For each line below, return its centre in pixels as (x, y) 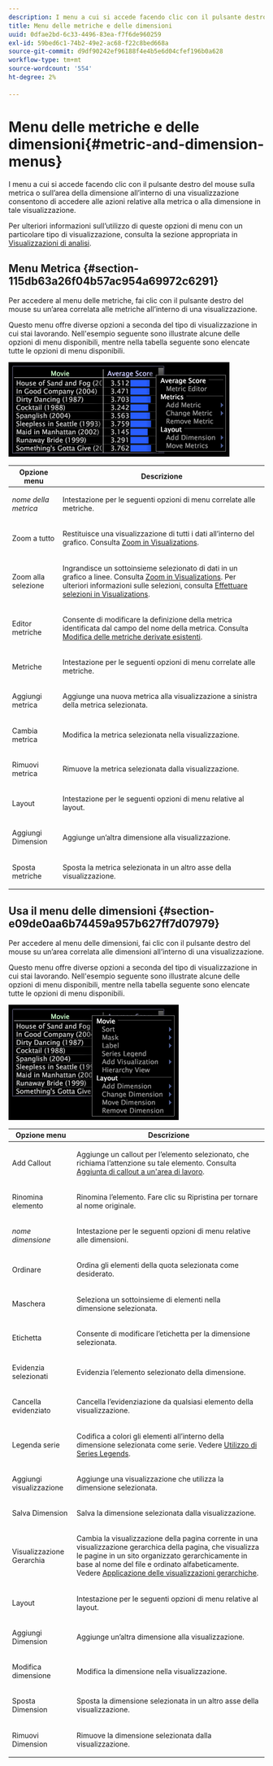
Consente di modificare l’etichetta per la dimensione (163, 1334)
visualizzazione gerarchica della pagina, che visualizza (168, 1547)
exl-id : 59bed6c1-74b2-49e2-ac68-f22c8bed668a (89, 43)
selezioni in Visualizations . (106, 594)
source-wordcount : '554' (50, 69)
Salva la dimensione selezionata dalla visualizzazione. (167, 1513)
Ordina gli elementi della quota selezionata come (158, 1265)
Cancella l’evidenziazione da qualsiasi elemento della (165, 1402)
